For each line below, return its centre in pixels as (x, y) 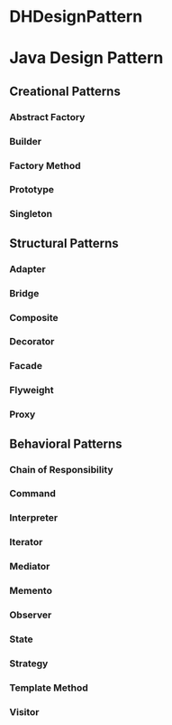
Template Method (49, 687)
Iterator (26, 542)
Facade (26, 366)
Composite (34, 317)
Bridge (24, 293)
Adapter (28, 268)
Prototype (32, 190)
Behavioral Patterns (66, 443)
